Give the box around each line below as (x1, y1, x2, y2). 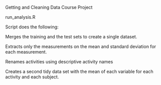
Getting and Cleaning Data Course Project (5, 5, 93, 10)
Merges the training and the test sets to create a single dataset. (5, 34, 138, 39)
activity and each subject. (5, 74, 59, 80)
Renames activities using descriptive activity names (5, 59, 113, 65)
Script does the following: (5, 24, 59, 30)
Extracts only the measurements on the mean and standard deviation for (5, 44, 156, 50)
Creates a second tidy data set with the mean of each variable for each (5, 68, 153, 74)
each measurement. (5, 49, 47, 55)
